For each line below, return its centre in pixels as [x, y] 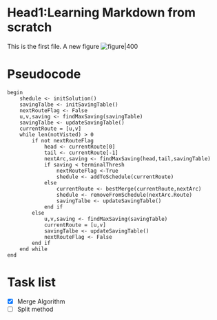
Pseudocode [44, 74]
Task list [32, 282]
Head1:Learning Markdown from [102, 13]
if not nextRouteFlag [63, 140]
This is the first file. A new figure [53, 46]
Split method [35, 309]
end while [34, 249]
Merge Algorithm [41, 301]
